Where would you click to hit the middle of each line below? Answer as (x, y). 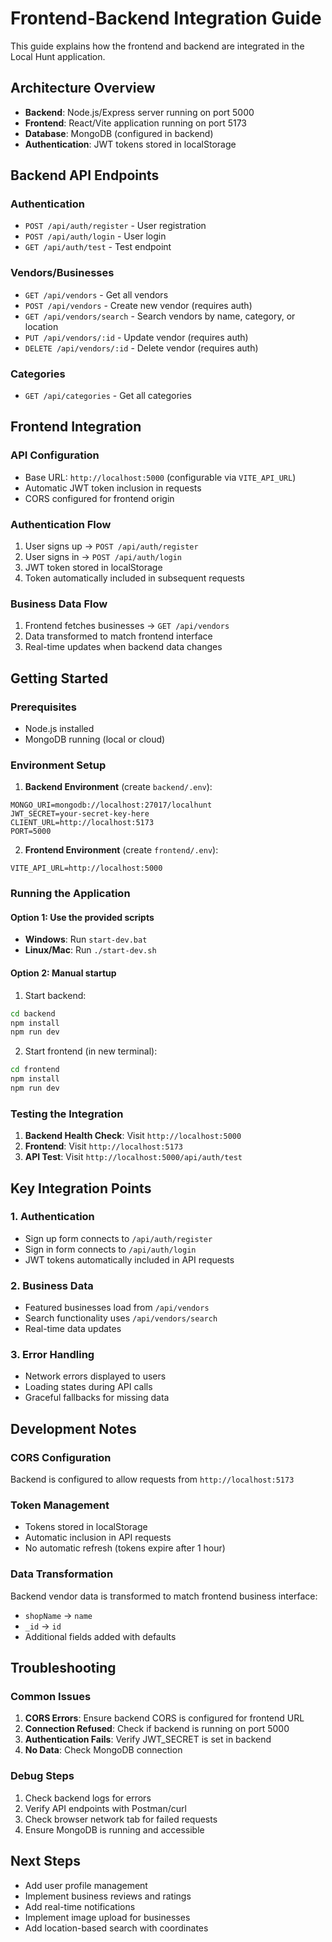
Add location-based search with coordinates (116, 1928)
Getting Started (59, 678)
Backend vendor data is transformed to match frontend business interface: (164, 1596)
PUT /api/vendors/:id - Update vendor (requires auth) (136, 337)
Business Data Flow (59, 604)
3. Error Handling (52, 1355)
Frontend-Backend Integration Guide (166, 18)
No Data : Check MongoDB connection (103, 1750)
